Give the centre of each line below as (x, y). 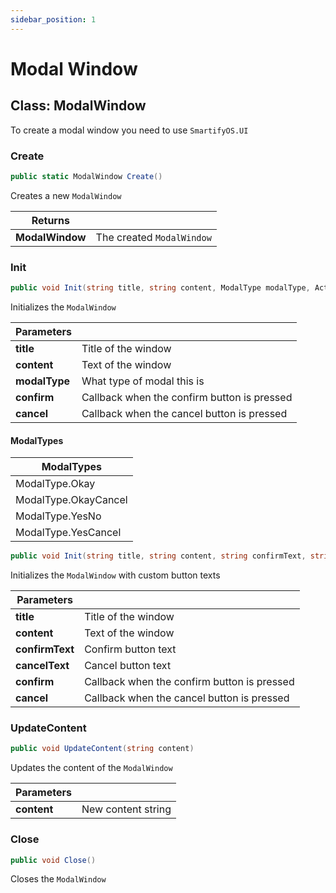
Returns (50, 220)
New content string (126, 809)
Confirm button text (130, 649)
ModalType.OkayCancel (71, 500)
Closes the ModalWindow (58, 879)
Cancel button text (128, 666)
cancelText (42, 666)
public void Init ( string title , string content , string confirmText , (158, 556)
